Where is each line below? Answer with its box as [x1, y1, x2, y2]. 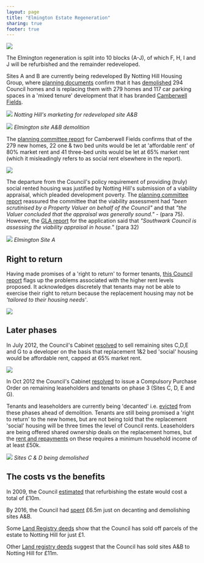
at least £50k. [6, 441, 41, 449]
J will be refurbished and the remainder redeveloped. [6, 60, 140, 68]
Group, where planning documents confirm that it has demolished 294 [6, 79, 183, 86]
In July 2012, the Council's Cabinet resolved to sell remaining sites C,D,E [6, 341, 189, 349]
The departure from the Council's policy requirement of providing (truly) [6, 178, 188, 186]
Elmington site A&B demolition [13, 123, 90, 131]
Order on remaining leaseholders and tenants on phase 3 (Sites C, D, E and [6, 384, 195, 391]
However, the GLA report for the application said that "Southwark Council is [6, 217, 197, 225]
